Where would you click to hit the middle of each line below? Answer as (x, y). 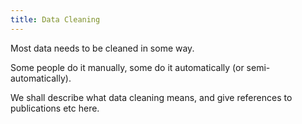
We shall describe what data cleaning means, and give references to (151, 97)
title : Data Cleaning (55, 19)
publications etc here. (55, 108)
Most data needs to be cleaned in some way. (102, 48)
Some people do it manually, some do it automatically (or (127, 67)
